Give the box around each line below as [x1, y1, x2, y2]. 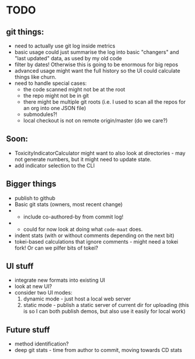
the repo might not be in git [23, 92, 89, 99]
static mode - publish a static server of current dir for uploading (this [23, 302, 189, 309]
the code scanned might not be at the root [23, 86, 125, 93]
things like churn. [14, 74, 57, 80]
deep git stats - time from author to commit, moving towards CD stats [14, 347, 183, 354]
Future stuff [6, 324, 50, 334]
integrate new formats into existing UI [14, 276, 105, 284]
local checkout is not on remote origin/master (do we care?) [23, 117, 168, 124]
